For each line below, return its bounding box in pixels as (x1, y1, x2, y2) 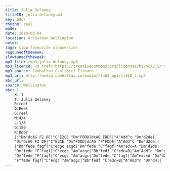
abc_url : (5, 78, 24, 83)
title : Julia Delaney (5, 7, 51, 13)
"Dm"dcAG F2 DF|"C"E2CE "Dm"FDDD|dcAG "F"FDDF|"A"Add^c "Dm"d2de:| (14, 139, 159, 144)
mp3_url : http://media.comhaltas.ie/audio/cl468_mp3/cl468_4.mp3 (5, 73, 146, 78)
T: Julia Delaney (14, 97, 51, 102)
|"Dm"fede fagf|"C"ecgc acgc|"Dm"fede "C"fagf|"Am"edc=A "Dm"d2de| (14, 144, 159, 149)
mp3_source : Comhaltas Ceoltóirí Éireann (5, 69, 94, 74)
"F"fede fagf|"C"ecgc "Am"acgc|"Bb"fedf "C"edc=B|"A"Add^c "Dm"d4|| (14, 158, 162, 163)
